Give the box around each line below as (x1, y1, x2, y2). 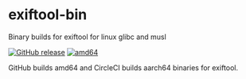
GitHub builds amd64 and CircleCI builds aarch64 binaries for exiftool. (8, 62, 239, 73)
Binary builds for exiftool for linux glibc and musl (8, 32, 167, 41)
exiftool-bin (8, 6, 88, 24)
